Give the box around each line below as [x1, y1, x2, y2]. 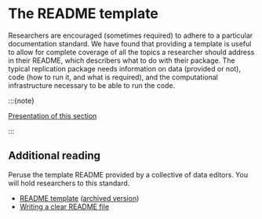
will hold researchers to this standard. [8, 178, 130, 188]
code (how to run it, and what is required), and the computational [8, 72, 218, 82]
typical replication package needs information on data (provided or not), [8, 64, 242, 73]
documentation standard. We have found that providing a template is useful [8, 38, 252, 48]
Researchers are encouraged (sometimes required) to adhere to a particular [8, 31, 253, 40]
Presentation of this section [8, 111, 97, 120]
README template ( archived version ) [19, 193, 140, 203]
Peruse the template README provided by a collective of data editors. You [8, 170, 249, 179]
